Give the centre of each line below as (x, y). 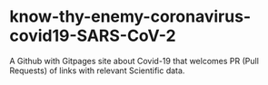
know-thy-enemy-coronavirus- (130, 17)
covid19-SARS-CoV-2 (93, 36)
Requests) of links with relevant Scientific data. (97, 71)
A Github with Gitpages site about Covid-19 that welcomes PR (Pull (134, 61)
